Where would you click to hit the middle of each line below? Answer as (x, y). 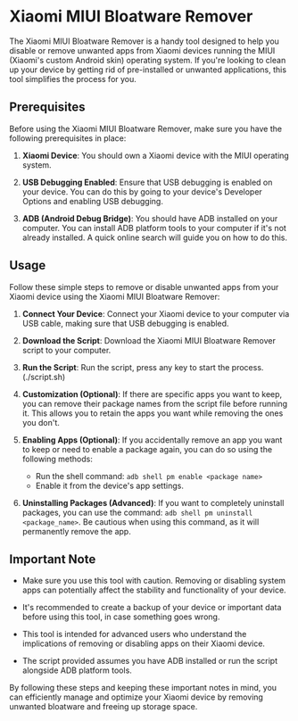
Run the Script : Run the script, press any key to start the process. (143, 367)
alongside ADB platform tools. (77, 670)
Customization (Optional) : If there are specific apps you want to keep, (152, 394)
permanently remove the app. (76, 531)
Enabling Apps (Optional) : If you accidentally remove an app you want (152, 440)
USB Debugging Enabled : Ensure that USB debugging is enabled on (147, 182)
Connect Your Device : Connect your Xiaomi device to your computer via (156, 313)
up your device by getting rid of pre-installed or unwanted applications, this (148, 70)
